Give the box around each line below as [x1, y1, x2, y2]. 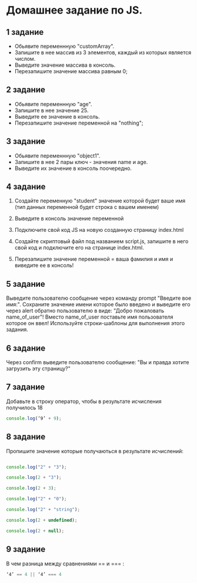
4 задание [6, 182, 46, 192]
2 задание [6, 85, 45, 95]
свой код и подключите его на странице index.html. [14, 244, 144, 251]
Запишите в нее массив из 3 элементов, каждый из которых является [14, 49, 192, 56]
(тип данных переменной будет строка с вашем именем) [14, 204, 159, 211]
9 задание [6, 544, 46, 555]
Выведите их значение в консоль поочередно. [14, 165, 132, 172]
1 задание [6, 27, 44, 37]
